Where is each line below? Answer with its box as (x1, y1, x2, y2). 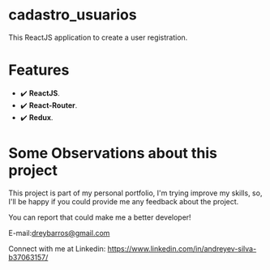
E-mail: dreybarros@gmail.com (8, 228, 110, 238)
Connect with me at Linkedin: (8, 243, 106, 253)
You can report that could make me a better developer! (8, 212, 192, 222)
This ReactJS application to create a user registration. (8, 32, 188, 42)
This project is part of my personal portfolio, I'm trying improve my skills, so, (8, 188, 263, 198)
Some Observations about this (8, 144, 217, 163)
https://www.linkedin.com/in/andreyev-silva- (107, 243, 257, 253)
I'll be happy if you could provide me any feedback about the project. (8, 196, 239, 206)
